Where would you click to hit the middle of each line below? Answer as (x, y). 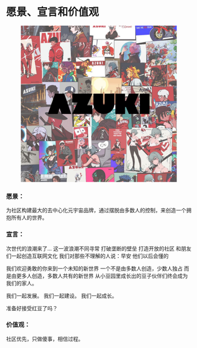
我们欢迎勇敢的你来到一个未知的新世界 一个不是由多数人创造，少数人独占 (94, 268)
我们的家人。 (21, 283)
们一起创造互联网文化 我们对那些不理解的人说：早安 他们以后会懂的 (87, 256)
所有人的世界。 (29, 218)
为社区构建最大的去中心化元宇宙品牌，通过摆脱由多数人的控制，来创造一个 (96, 211)
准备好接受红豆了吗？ (32, 308)
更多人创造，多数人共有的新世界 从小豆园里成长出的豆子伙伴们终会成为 (102, 275)
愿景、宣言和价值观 (53, 12)
